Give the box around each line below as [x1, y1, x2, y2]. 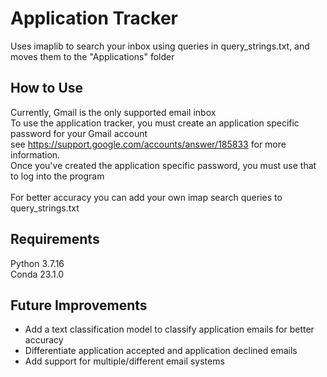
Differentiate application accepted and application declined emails [24, 345, 298, 357]
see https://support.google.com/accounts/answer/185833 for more [10, 138, 287, 150]
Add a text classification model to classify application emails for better [24, 323, 315, 336]
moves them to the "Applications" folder [10, 50, 175, 62]
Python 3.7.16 [10, 257, 65, 269]
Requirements [10, 231, 100, 248]
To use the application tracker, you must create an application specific [10, 117, 300, 129]
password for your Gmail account [10, 127, 148, 139]
